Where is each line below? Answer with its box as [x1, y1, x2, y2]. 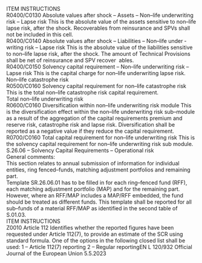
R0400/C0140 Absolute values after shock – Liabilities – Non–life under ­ [6, 38, 186, 44]
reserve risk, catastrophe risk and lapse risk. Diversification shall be [6, 121, 175, 128]
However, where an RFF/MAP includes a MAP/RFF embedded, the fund [6, 192, 183, 199]
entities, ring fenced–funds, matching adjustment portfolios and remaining [6, 166, 191, 173]
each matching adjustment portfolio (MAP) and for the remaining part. [6, 185, 180, 193]
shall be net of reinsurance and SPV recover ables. [6, 57, 134, 64]
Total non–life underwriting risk [6, 95, 83, 102]
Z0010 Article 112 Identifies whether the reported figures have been [6, 224, 174, 231]
